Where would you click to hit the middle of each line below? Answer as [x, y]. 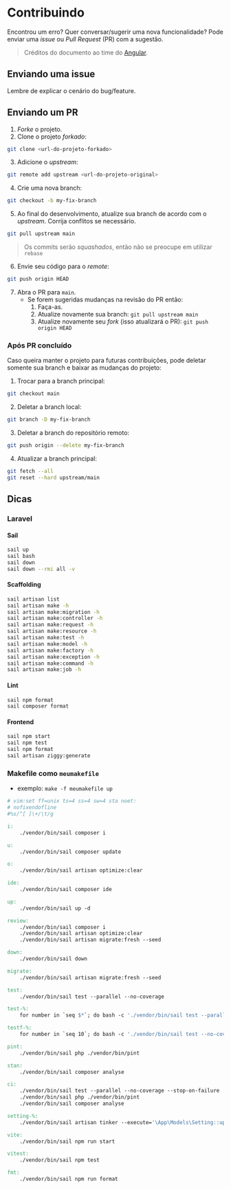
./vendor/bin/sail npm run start [67, 1141]
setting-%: [23, 1116]
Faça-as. [50, 307]
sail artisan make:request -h [51, 625]
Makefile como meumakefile [53, 773]
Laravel [20, 519]
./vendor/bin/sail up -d [55, 908]
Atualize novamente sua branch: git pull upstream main [118, 314]
